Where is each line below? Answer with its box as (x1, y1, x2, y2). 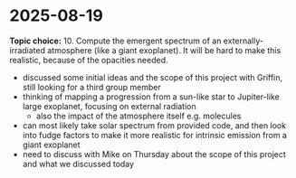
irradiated (9, 44, 46, 55)
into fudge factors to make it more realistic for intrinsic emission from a (22, 129, 288, 140)
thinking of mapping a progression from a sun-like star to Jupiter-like (22, 91, 280, 102)
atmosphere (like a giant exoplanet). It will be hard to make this (46, 44, 282, 55)
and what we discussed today (22, 158, 134, 169)
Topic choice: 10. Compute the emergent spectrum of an (9, 35, 222, 46)
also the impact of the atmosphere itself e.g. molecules (35, 110, 242, 121)
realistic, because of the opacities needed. (9, 54, 169, 65)
